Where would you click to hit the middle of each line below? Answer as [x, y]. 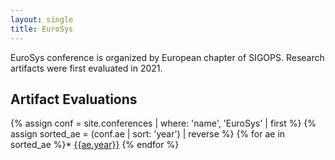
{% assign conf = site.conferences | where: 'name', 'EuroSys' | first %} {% [163, 123]
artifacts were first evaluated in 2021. [86, 68]
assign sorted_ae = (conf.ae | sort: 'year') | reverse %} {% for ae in [148, 134]
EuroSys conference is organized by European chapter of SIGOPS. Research [167, 57]
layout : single [42, 19]
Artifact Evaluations [74, 99]
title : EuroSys [42, 29]
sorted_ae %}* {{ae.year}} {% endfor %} [95, 145]
